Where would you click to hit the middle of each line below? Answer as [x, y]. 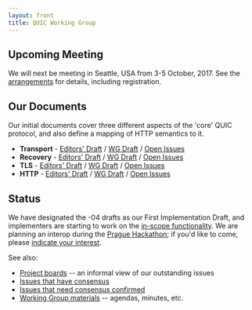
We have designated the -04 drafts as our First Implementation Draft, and [126, 217]
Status [25, 198]
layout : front [31, 15]
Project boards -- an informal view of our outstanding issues [117, 272]
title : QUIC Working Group [52, 23]
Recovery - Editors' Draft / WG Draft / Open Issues [101, 157]
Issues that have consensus [64, 281]
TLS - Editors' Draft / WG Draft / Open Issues [92, 166]
